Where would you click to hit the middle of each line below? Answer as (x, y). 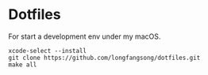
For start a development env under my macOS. (85, 36)
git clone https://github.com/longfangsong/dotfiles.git (104, 58)
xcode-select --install (48, 51)
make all (23, 65)
